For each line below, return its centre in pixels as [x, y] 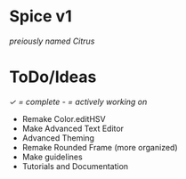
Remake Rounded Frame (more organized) [100, 147]
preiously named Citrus [52, 41]
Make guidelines [52, 157]
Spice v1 [41, 16]
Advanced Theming [58, 138]
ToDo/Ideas [53, 77]
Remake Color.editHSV [64, 118]
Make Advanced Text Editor [73, 128]
